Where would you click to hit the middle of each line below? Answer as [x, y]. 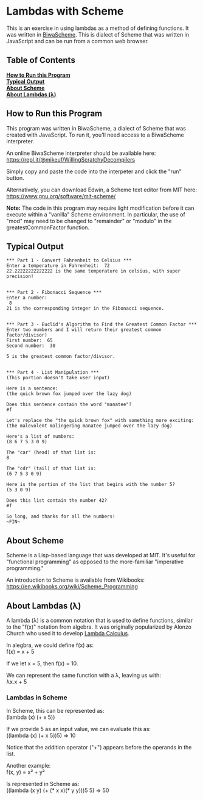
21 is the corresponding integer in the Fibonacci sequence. [85, 309]
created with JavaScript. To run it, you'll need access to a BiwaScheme [95, 135]
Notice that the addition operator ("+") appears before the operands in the [99, 748]
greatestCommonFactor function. [48, 227]
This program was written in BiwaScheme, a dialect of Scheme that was [96, 128]
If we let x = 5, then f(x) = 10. [42, 663]
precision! [20, 277]
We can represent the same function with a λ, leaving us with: [84, 675]
